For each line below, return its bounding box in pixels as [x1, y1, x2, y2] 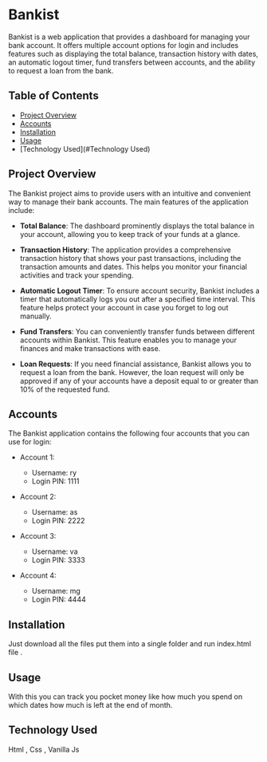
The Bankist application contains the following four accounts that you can [8, 428, 249, 438]
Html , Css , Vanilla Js [8, 744, 80, 754]
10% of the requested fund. [19, 385, 110, 394]
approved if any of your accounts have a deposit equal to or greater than [19, 376, 259, 385]
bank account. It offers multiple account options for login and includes [8, 40, 239, 49]
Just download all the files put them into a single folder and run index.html [8, 639, 252, 649]
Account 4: [19, 571, 57, 580]
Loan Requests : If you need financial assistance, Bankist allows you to [19, 359, 252, 369]
